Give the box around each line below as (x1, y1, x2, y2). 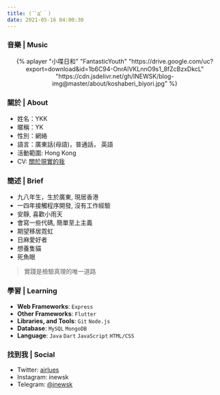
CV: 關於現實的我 (16, 157, 65, 166)
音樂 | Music (7, 40, 49, 50)
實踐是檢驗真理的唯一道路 (23, 268, 96, 276)
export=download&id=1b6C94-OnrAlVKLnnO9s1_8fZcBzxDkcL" (25, 64, 204, 73)
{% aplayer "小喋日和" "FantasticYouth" (16, 57, 128, 65)
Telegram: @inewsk (16, 380, 73, 388)
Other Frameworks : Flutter (16, 309, 97, 318)
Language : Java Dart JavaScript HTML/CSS (16, 331, 135, 340)
